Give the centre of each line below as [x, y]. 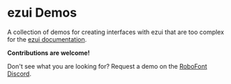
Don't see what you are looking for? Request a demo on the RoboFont [107, 66]
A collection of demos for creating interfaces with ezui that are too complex [116, 32]
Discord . [19, 74]
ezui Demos [42, 13]
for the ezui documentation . [47, 39]
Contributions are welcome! [49, 53]
